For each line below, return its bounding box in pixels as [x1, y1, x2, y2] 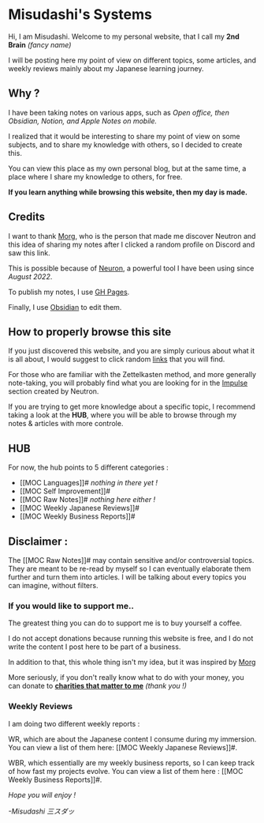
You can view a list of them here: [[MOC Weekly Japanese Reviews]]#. [8, 742, 238, 752]
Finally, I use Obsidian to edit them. [8, 302, 122, 311]
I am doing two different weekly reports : [8, 719, 140, 728]
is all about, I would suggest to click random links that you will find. [8, 354, 225, 364]
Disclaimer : [8, 534, 69, 548]
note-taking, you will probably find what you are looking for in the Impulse [8, 378, 248, 388]
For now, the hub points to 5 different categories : [8, 462, 169, 472]
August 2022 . [8, 271, 53, 281]
